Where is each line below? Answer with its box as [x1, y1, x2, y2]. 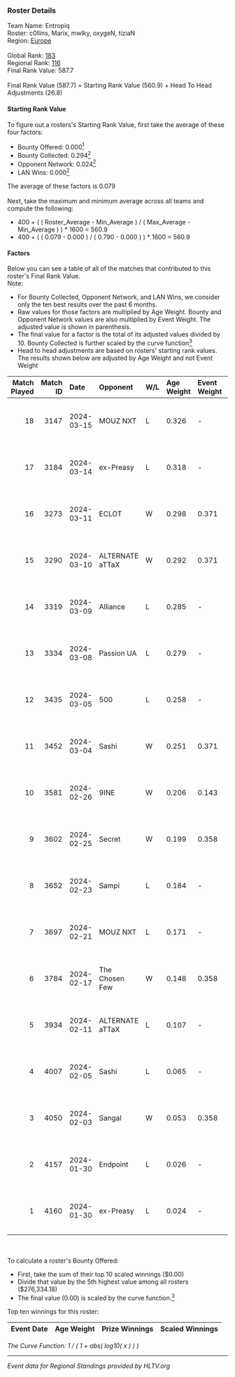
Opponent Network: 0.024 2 [17, 159, 97, 168]
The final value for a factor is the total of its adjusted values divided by [17, 330, 220, 339]
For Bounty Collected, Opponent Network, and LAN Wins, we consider [17, 293, 220, 302]
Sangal [99, 1113, 122, 1122]
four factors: [7, 128, 43, 136]
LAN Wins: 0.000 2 [17, 167, 70, 177]
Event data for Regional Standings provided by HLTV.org [7, 1362, 171, 1370]
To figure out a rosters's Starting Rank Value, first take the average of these [7, 120, 225, 128]
